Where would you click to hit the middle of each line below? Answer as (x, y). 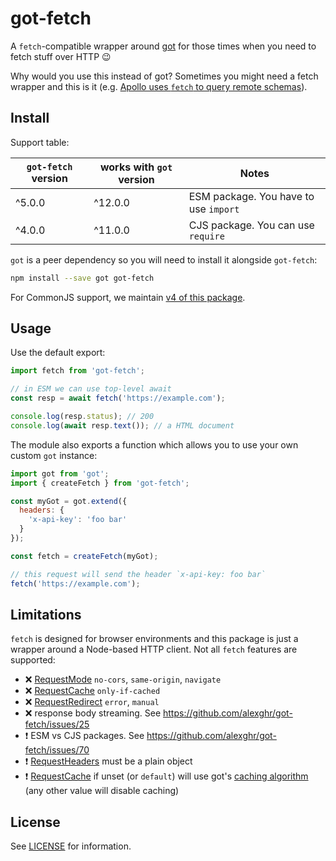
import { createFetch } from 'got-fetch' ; (100, 483)
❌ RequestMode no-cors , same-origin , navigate (123, 679)
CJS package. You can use (251, 225)
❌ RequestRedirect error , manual (92, 702)
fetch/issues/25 (57, 724)
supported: (33, 660)
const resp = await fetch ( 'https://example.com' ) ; (118, 398)
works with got (136, 167)
